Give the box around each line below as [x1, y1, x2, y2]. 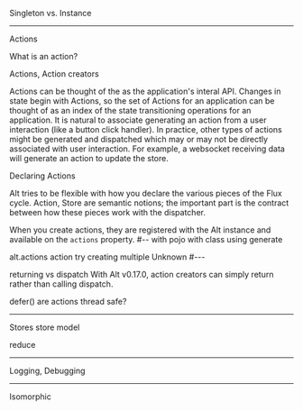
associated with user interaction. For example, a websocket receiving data [9, 143, 286, 154]
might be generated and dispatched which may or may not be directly [9, 134, 269, 144]
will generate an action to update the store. [9, 153, 169, 163]
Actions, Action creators [9, 68, 99, 79]
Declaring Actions [9, 170, 76, 181]
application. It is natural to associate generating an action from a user [9, 114, 267, 125]
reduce [9, 340, 36, 350]
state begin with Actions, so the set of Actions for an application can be [9, 96, 275, 106]
